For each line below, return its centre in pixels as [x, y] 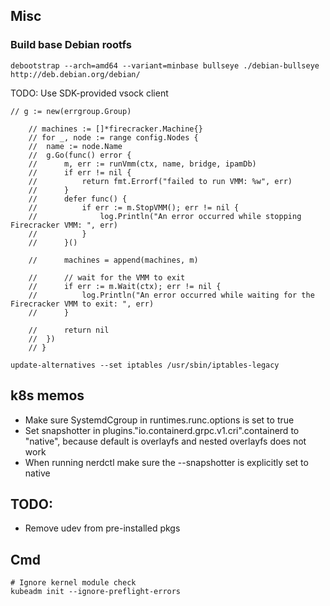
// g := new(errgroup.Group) [71, 111]
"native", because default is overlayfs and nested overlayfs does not [165, 441]
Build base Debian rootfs [71, 45]
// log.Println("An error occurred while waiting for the [171, 295]
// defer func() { [78, 199]
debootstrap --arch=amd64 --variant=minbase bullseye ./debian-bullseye [165, 65]
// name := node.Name [75, 146]
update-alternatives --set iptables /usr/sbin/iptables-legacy [145, 365]
